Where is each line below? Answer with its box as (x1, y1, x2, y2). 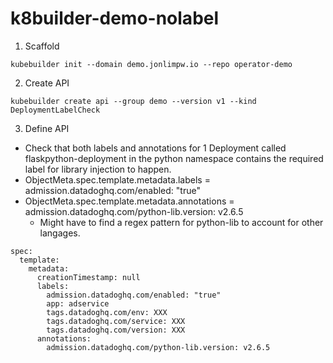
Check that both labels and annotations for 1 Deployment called (24, 142, 287, 154)
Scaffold (24, 40, 60, 52)
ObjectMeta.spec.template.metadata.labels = (24, 173, 211, 186)
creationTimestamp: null (36, 272, 141, 282)
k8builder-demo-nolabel (10, 7, 220, 30)
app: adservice (46, 298, 110, 309)
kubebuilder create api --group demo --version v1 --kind (10, 96, 257, 106)
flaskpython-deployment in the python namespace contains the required (24, 152, 324, 164)
